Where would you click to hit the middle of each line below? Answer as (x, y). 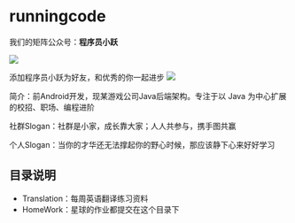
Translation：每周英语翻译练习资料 (85, 198)
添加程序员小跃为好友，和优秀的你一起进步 (87, 77)
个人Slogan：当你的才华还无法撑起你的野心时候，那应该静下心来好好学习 (142, 144)
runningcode (58, 16)
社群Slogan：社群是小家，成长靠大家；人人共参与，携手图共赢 (123, 126)
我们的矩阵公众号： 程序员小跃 (63, 42)
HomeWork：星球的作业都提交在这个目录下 (101, 209)
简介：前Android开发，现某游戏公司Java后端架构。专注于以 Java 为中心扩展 (148, 96)
